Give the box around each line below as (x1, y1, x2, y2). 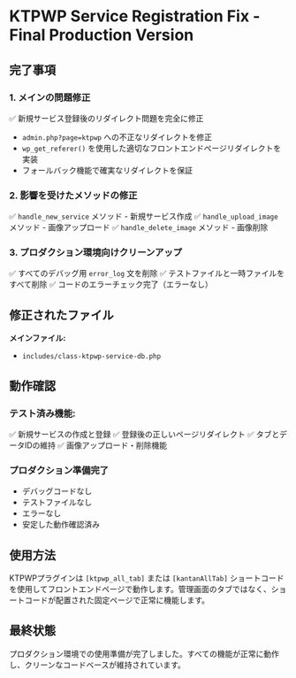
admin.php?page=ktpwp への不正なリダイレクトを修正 (21, 131, 212, 143)
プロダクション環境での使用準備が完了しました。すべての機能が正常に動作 (9, 648, 280, 659)
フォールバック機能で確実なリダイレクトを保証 (21, 165, 193, 175)
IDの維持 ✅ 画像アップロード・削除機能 (24, 440, 168, 451)
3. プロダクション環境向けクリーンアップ (9, 246, 183, 258)
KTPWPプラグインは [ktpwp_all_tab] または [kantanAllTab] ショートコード (9, 573, 285, 583)
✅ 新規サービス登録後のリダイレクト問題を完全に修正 (9, 112, 204, 123)
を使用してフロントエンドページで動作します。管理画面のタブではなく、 (9, 584, 271, 595)
